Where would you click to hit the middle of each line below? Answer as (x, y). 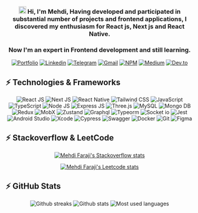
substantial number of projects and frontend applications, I (100, 19)
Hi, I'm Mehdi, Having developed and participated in (104, 11)
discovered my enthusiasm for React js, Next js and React (100, 26)
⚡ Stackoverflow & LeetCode (60, 138)
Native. (100, 34)
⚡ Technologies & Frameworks (63, 82)
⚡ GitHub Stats (33, 187)
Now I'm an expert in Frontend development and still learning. (100, 49)
